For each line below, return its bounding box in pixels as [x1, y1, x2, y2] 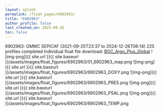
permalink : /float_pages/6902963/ [5, 12, 76, 17]
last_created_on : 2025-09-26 [5, 25, 64, 30]
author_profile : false [5, 21, 51, 26]
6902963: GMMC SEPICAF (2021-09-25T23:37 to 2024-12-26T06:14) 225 [5, 44, 155, 49]
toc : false [5, 30, 27, 35]
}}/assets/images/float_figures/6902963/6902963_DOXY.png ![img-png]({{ [5, 69, 157, 75]
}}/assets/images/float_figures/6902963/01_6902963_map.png [5, 59, 133, 65]
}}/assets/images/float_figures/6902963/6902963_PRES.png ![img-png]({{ [5, 80, 156, 86]
